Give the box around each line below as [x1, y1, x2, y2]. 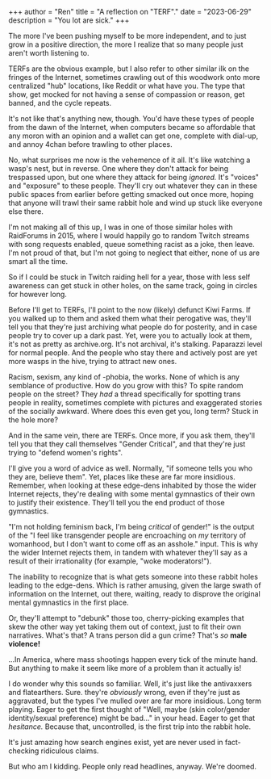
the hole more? [8, 415, 59, 425]
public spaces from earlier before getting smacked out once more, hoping [8, 190, 254, 199]
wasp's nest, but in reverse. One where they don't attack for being [8, 164, 228, 173]
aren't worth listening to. [8, 48, 90, 57]
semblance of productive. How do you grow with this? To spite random [8, 381, 244, 390]
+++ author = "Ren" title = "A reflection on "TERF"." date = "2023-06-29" [8, 7, 252, 16]
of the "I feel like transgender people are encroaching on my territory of [8, 530, 247, 540]
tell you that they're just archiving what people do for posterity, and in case [8, 322, 258, 332]
